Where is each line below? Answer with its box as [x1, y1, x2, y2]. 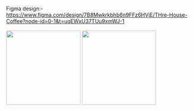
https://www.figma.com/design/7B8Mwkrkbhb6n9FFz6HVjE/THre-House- [6, 11, 188, 18]
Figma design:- [6, 5, 43, 12]
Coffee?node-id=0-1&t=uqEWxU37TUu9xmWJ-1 [6, 18, 125, 24]
